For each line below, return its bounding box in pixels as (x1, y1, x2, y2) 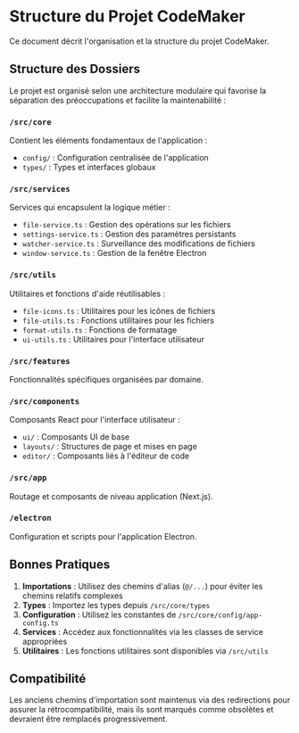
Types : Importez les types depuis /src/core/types (21, 599, 211, 610)
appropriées (21, 636, 68, 647)
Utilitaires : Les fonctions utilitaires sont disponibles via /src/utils (21, 645, 270, 656)
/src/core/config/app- (178, 611, 263, 620)
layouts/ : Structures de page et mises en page (21, 441, 198, 452)
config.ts (21, 618, 60, 628)
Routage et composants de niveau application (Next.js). (9, 490, 213, 501)
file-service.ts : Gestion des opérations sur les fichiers (21, 219, 231, 230)
